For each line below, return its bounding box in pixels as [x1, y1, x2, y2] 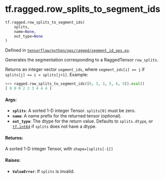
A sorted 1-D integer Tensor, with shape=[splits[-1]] [5, 146, 114, 152]
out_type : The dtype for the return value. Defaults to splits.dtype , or [12, 118, 153, 124]
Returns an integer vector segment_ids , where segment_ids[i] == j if [5, 66, 145, 72]
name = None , [14, 29, 37, 34]
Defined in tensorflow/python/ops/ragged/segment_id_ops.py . [5, 47, 130, 53]
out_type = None [14, 34, 43, 39]
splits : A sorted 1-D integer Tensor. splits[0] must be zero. [12, 108, 136, 114]
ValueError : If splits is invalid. [12, 168, 75, 174]
